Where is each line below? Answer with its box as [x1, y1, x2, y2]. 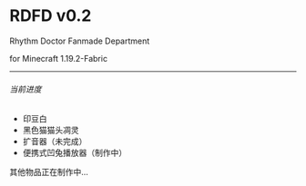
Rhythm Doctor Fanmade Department [9, 35, 150, 46]
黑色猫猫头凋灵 [22, 124, 79, 136]
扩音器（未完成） [22, 136, 87, 147]
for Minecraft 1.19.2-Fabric [9, 53, 107, 64]
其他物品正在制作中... [9, 167, 89, 178]
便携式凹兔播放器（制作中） [22, 147, 127, 159]
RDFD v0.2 [9, 5, 92, 26]
